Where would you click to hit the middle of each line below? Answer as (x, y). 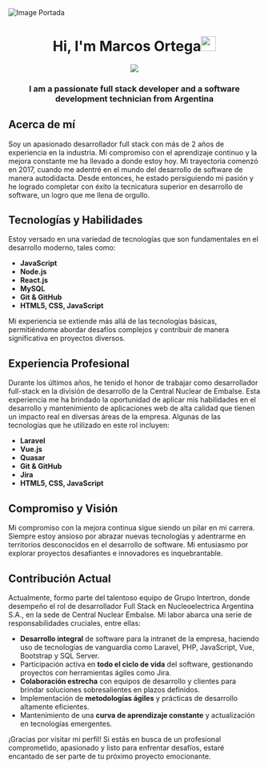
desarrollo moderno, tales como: (62, 248)
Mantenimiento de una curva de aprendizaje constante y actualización (137, 715)
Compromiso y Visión (63, 509)
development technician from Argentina (134, 98)
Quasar (32, 458)
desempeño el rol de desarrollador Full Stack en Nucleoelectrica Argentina (131, 606)
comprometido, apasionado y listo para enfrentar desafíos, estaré (116, 747)
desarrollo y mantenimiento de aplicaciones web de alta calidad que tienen (132, 408)
